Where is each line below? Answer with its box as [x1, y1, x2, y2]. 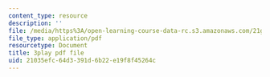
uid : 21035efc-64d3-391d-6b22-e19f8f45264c [8, 57, 157, 65]
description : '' [8, 19, 63, 27]
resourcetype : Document [8, 42, 88, 50]
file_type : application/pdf [8, 34, 103, 43]
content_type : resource [8, 11, 88, 20]
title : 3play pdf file [8, 49, 84, 57]
